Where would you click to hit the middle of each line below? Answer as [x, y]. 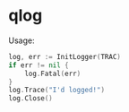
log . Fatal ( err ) [53, 73]
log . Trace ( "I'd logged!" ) [56, 90]
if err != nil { [39, 65]
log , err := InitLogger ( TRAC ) [65, 56]
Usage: [21, 40]
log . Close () [30, 99]
